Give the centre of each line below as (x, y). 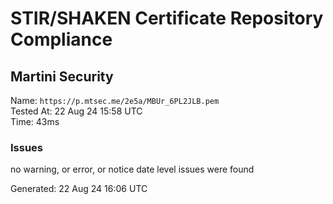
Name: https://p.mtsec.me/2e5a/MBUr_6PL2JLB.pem (115, 100)
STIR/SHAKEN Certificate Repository (167, 18)
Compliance (61, 39)
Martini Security (62, 76)
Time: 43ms (35, 121)
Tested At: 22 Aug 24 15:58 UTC (76, 111)
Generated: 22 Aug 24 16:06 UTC (79, 189)
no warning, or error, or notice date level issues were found (132, 169)
